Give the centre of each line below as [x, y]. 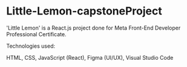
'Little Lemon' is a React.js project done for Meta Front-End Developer [93, 28]
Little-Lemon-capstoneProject [84, 11]
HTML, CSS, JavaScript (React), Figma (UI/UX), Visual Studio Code [90, 57]
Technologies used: [31, 46]
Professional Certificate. [36, 34]
